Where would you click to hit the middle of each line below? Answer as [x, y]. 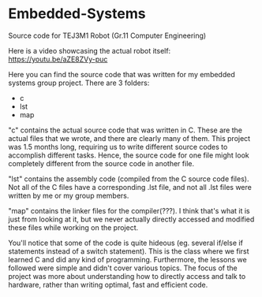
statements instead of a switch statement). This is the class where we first [129, 251]
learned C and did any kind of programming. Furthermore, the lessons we [127, 259]
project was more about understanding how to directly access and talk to [127, 276]
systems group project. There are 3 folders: [79, 83]
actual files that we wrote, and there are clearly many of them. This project [129, 138]
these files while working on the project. [73, 227]
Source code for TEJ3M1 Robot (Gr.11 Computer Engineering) [107, 35]
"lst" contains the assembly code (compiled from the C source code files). [129, 179]
